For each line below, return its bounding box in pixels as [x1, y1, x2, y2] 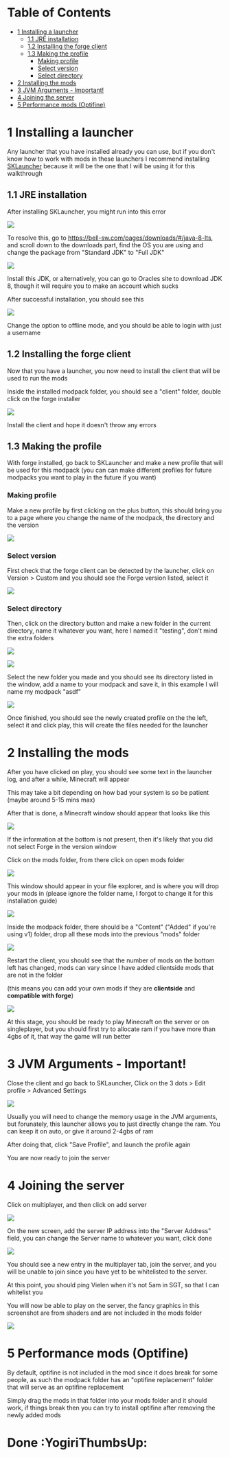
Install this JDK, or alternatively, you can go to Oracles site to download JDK [7, 274, 222, 282]
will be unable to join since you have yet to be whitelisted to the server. [7, 1267, 207, 1276]
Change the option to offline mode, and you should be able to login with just [7, 321, 222, 329]
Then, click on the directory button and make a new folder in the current [7, 620, 211, 628]
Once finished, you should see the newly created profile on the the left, [7, 714, 208, 722]
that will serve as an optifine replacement [7, 1383, 124, 1391]
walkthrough [7, 169, 43, 177]
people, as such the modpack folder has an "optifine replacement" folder [7, 1375, 214, 1383]
